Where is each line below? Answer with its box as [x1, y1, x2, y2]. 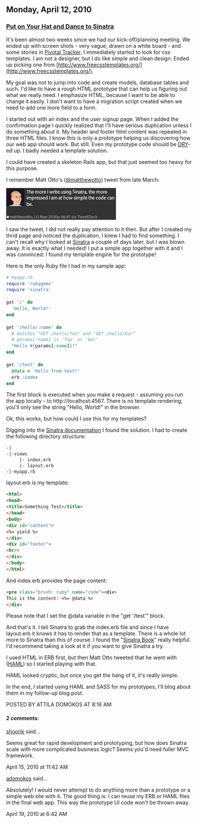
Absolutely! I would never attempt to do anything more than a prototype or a [6, 786, 190, 793]
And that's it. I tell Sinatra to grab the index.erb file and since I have [6, 624, 169, 631]
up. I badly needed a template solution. [14, 147, 108, 154]
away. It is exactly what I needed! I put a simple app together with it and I [6, 244, 183, 251]
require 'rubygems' [6, 280, 54, 286]
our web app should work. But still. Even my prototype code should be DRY [6, 140, 189, 147]
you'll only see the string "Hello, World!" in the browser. [6, 404, 141, 411]
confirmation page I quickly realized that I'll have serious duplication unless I [6, 121, 192, 129]
